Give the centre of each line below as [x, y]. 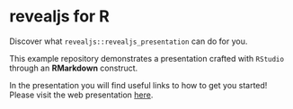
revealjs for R [60, 17]
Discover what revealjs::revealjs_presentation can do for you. [129, 41]
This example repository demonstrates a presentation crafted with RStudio [147, 58]
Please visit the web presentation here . [81, 95]
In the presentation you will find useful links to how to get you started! [138, 85]
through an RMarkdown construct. [74, 68]
